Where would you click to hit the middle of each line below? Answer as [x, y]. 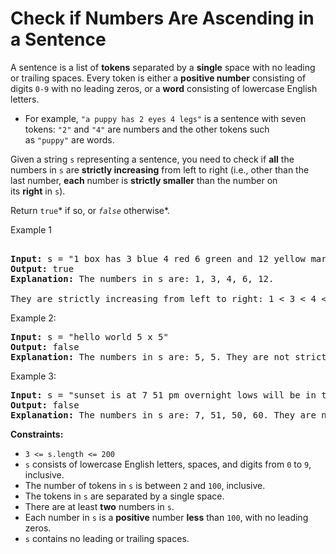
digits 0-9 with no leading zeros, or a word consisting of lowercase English [164, 88]
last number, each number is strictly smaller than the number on [144, 180]
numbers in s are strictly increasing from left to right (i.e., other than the [160, 169]
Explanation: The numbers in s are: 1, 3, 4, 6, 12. [142, 278]
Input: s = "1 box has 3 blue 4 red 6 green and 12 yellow [158, 258]
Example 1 [31, 229]
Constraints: [37, 434]
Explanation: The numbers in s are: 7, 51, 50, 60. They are [163, 415]
